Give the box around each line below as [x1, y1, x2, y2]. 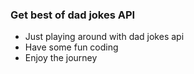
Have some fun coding [24, 41, 119, 53]
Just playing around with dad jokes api [24, 31, 185, 43]
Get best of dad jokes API [10, 8, 136, 22]
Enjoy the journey [24, 52, 98, 64]
